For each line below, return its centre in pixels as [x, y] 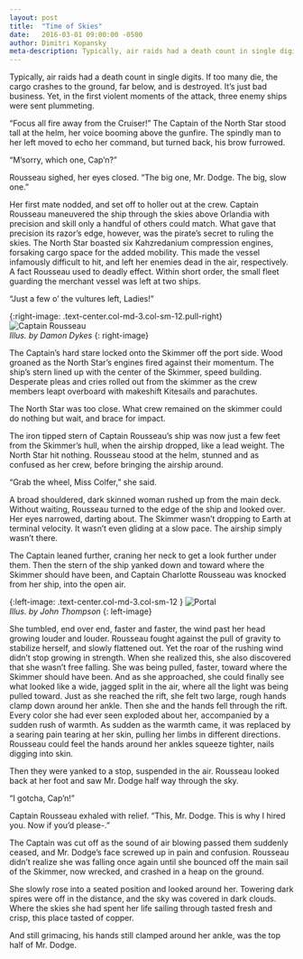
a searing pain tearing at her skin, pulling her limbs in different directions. [145, 735]
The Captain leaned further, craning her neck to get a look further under [143, 555]
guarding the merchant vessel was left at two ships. [105, 282]
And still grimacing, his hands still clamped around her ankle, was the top [145, 936]
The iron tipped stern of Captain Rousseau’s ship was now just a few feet [145, 436]
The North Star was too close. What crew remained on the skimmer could [146, 409]
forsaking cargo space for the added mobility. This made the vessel [134, 253]
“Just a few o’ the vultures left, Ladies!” [82, 299]
